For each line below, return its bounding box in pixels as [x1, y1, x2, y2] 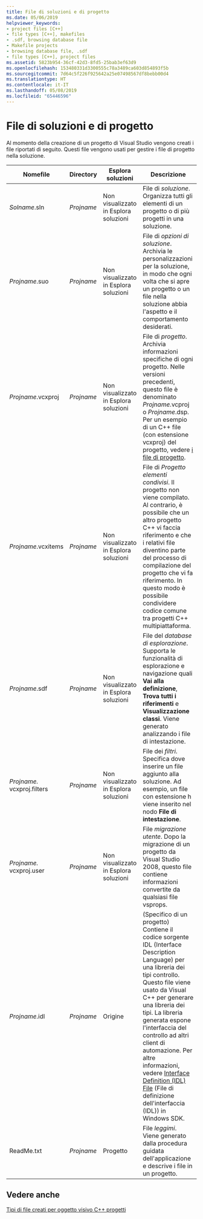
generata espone [143, 1016, 192, 1024]
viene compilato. [143, 493, 190, 502]
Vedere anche [6, 1190, 60, 1200]
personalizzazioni [143, 254, 193, 263]
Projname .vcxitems [9, 542, 64, 551]
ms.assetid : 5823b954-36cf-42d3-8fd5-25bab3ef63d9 [6, 59, 137, 65]
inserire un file [143, 762, 183, 771]
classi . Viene [143, 714, 180, 723]
